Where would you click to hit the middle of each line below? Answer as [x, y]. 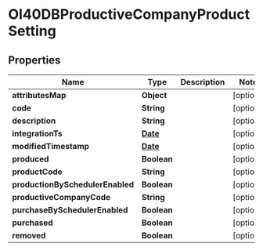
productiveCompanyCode [61, 197]
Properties [34, 60]
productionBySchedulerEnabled [73, 184]
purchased [32, 223]
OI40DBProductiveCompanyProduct [129, 15]
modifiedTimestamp [51, 146]
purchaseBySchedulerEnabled [70, 210]
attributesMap [39, 95]
